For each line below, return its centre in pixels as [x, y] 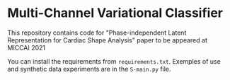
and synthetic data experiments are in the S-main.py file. [89, 69]
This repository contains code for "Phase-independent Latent [97, 33]
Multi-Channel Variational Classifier [115, 13]
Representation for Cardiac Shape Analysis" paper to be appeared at [107, 40]
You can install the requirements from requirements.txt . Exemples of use [114, 61]
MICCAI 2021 [27, 47]
